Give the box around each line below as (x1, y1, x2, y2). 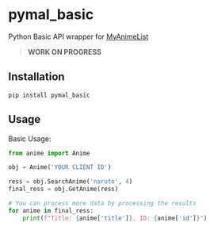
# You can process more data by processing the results (8, 200, 197, 208)
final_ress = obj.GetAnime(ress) (8, 185, 119, 194)
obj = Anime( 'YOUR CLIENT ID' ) (8, 163, 112, 171)
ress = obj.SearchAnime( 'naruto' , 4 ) (8, 178, 133, 186)
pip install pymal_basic (8, 91, 90, 99)
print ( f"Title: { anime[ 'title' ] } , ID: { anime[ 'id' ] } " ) (22, 214, 208, 222)
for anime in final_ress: (8, 206, 94, 215)
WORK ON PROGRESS (27, 47, 101, 56)
